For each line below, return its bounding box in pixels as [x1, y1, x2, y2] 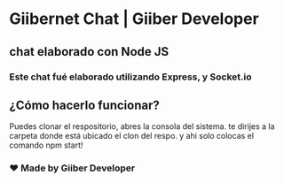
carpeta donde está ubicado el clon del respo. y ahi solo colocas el [9, 131, 255, 141]
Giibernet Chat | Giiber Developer [9, 9, 259, 29]
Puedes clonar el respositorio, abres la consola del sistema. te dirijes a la [9, 121, 275, 132]
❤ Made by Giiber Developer [9, 162, 136, 174]
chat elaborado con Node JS [9, 44, 170, 59]
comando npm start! [9, 140, 83, 150]
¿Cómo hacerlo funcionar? [9, 97, 160, 112]
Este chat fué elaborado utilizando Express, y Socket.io [9, 71, 252, 83]
